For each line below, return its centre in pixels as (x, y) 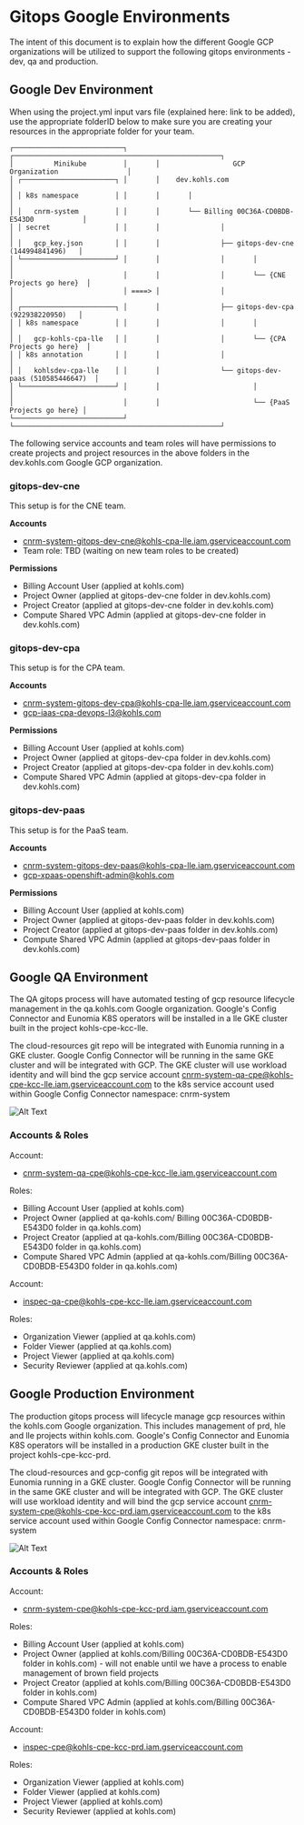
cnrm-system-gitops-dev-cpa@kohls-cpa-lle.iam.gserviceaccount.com (157, 703)
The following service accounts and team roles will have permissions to (143, 443)
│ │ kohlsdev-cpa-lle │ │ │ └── (121, 370)
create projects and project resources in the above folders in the (129, 453)
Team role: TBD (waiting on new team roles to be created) (131, 551)
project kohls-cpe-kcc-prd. (60, 1454)
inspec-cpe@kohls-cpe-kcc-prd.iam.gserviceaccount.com (132, 1747)
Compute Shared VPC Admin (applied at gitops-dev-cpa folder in (144, 777)
